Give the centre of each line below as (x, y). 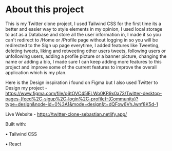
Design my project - (26, 88)
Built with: (16, 124)
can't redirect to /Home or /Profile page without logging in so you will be (82, 40)
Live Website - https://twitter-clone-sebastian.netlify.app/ (66, 114)
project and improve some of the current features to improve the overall (81, 67)
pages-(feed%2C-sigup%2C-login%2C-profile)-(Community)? (72, 99)
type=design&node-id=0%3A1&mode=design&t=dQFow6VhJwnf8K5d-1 (82, 104)
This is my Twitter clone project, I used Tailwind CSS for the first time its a (83, 24)
